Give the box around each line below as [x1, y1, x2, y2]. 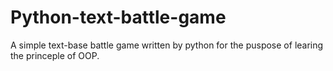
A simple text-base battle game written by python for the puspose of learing [10, 39, 324, 51]
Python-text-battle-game [10, 6, 227, 29]
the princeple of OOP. [10, 49, 100, 61]
